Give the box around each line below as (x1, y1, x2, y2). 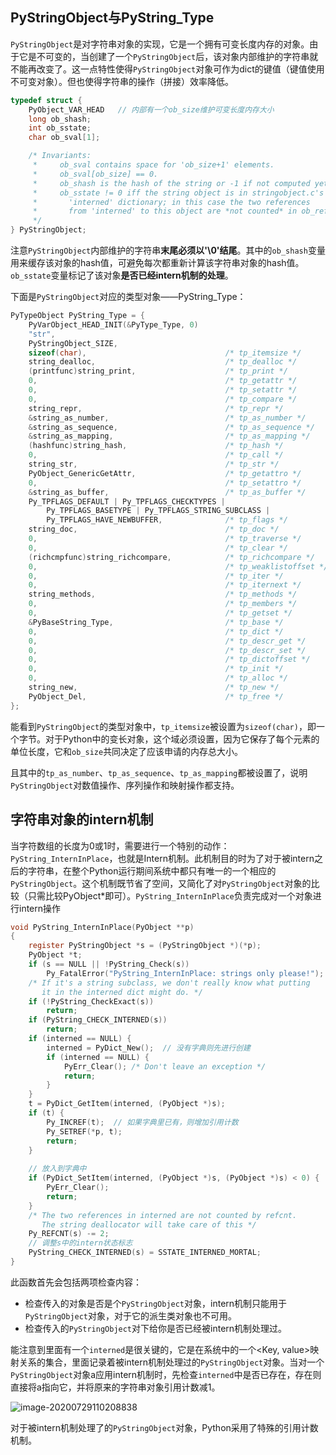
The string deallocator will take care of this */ (41, 1219, 257, 1230)
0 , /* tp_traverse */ (28, 534, 302, 544)
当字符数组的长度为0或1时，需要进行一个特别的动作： (10, 839, 230, 852)
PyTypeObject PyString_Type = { (10, 311, 145, 321)
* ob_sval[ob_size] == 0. (32, 169, 159, 179)
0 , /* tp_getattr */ (28, 376, 298, 386)
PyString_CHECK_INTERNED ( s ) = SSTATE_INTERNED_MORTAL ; (28, 1248, 262, 1258)
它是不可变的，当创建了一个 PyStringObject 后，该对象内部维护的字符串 (18, 50, 310, 62)
